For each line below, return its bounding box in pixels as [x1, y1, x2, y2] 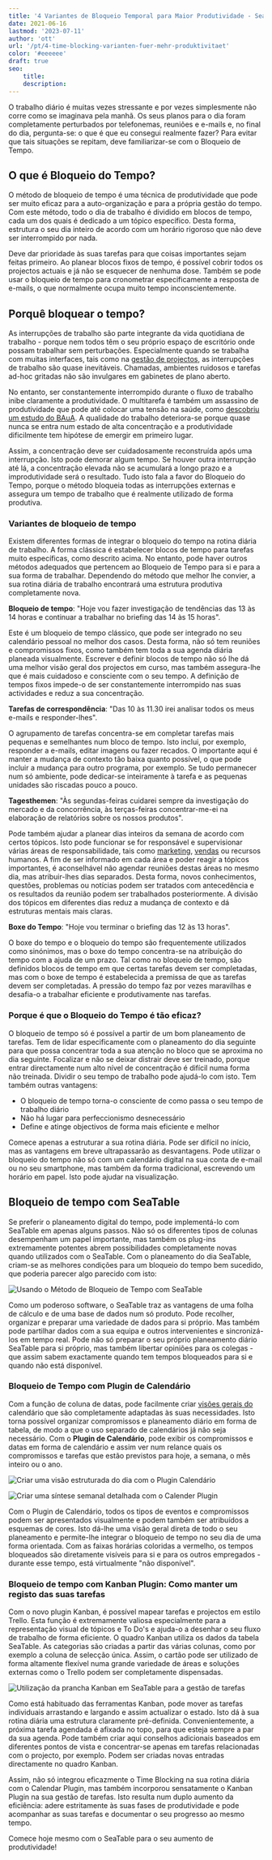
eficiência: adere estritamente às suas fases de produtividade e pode [8, 1801, 240, 1811]
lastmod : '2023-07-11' [8, 27, 85, 35]
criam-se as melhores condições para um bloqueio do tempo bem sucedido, [8, 1260, 264, 1269]
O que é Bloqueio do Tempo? [8, 168, 156, 183]
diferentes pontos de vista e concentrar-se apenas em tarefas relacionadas [8, 1742, 260, 1752]
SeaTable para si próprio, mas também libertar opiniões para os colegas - [8, 1343, 253, 1353]
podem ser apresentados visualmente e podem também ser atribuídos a [8, 1514, 249, 1525]
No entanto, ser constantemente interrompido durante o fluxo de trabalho [8, 387, 253, 397]
